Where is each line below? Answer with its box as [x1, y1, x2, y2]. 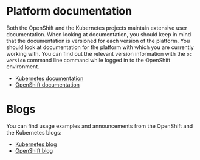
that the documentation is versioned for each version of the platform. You [6, 37, 190, 44]
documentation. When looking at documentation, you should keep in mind [6, 30, 191, 38]
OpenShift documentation [15, 81, 80, 88]
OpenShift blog [15, 147, 53, 154]
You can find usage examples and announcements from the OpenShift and [6, 122, 193, 130]
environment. [6, 62, 40, 70]
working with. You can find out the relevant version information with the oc [6, 50, 193, 57]
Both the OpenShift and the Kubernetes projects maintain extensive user [6, 24, 187, 32]
